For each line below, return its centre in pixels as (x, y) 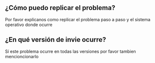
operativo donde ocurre (29, 25)
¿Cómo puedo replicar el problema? (60, 8)
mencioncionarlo (22, 56)
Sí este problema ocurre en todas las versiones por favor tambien (70, 51)
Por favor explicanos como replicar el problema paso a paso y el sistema (78, 19)
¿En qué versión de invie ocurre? (56, 40)
